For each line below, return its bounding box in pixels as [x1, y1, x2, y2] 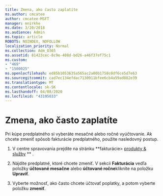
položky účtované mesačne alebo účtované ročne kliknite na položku [12, 166, 154, 171]
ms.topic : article [5, 35, 43, 40]
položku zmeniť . [12, 186, 46, 192]
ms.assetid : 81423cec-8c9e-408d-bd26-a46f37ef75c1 [5, 52, 111, 58]
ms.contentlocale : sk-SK [5, 84, 56, 90]
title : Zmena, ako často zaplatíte [5, 7, 78, 12]
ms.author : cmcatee [5, 12, 45, 17]
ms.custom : [5, 57, 27, 62]
